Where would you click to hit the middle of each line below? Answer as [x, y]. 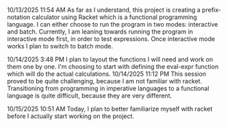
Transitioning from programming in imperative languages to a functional [108, 88]
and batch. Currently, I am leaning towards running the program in [100, 31]
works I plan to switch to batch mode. [60, 46]
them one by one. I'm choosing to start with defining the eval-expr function [113, 67]
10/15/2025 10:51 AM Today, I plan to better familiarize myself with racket [110, 109]
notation [19, 17]
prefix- [211, 10]
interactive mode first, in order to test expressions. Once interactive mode [111, 39]
